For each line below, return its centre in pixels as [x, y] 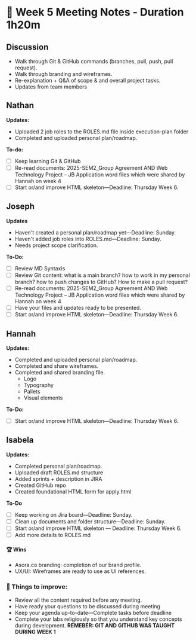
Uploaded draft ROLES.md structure [59, 473]
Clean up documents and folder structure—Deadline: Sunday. [90, 521]
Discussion [27, 47]
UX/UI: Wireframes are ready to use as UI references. [80, 571]
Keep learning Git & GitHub [48, 161]
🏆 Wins [16, 549]
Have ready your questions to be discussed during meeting [88, 606]
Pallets [32, 391]
